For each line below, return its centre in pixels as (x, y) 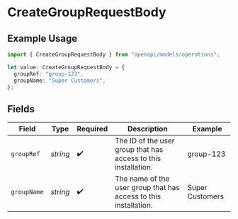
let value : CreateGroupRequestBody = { (66, 67)
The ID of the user (144, 141)
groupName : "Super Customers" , (60, 81)
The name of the (142, 179)
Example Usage (42, 39)
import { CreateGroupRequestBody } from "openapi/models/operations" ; (114, 54)
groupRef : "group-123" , (49, 74)
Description (147, 129)
